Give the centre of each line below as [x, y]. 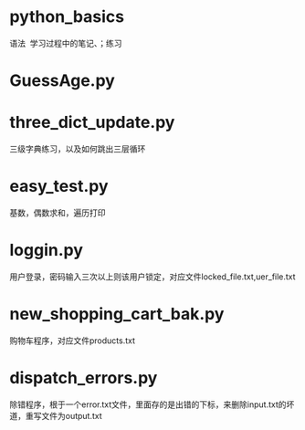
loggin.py [47, 251]
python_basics [67, 17]
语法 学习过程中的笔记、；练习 [66, 43]
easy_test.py [59, 187]
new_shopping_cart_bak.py [117, 315]
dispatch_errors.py [84, 378]
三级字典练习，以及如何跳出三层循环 [78, 149]
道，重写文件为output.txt [56, 415]
